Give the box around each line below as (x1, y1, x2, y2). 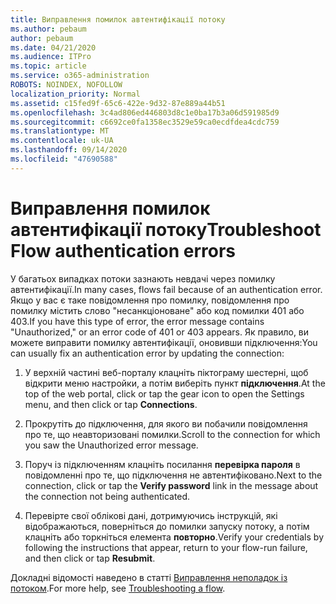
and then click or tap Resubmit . (24, 552, 156, 564)
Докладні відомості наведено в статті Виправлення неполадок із (10, 571, 288, 583)
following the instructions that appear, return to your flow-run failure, (24, 541, 308, 553)
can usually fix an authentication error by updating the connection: (10, 347, 285, 359)
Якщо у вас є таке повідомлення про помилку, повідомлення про (10, 294, 290, 306)
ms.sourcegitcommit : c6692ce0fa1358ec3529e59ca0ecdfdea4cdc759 (10, 117, 280, 127)
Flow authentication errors (10, 239, 236, 262)
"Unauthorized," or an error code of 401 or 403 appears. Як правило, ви (10, 326, 310, 338)
